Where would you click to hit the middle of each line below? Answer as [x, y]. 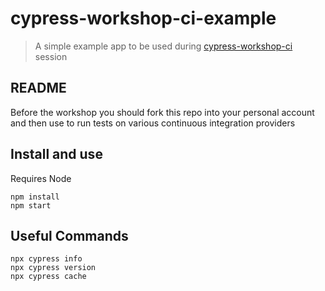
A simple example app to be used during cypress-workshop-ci [163, 46]
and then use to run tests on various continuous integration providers [153, 123]
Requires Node [41, 178]
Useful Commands [69, 235]
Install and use [56, 154]
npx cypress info [46, 259]
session [51, 56]
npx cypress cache [48, 277]
